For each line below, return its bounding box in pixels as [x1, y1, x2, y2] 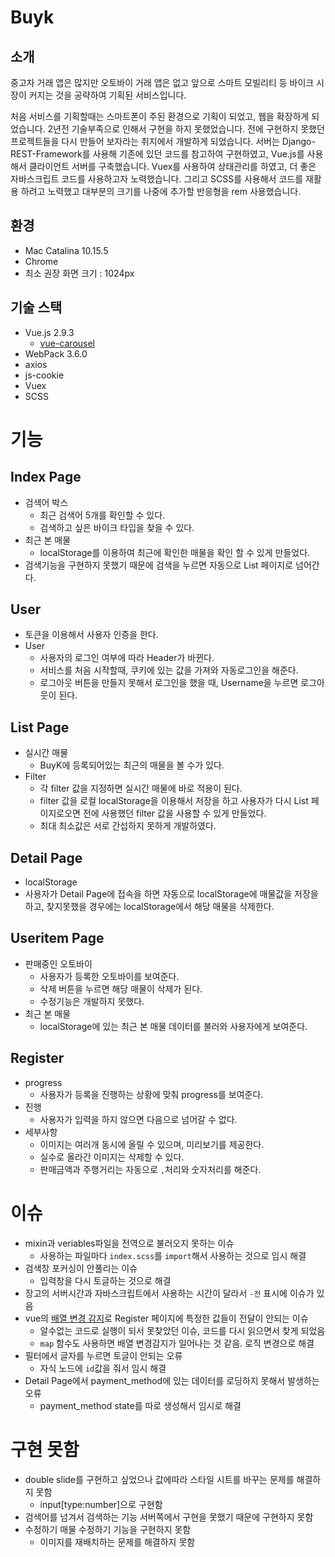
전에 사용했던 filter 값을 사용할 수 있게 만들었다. [82, 807, 267, 820]
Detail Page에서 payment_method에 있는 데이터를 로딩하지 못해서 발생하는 [24, 1374, 320, 1386]
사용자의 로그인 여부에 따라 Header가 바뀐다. [39, 652, 215, 664]
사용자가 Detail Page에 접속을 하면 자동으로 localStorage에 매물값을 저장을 [24, 888, 319, 900]
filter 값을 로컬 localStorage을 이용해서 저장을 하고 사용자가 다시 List [39, 795, 309, 807]
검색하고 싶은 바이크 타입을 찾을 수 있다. [39, 521, 195, 533]
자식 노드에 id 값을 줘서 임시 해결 [39, 1362, 167, 1374]
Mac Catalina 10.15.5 [24, 244, 109, 256]
